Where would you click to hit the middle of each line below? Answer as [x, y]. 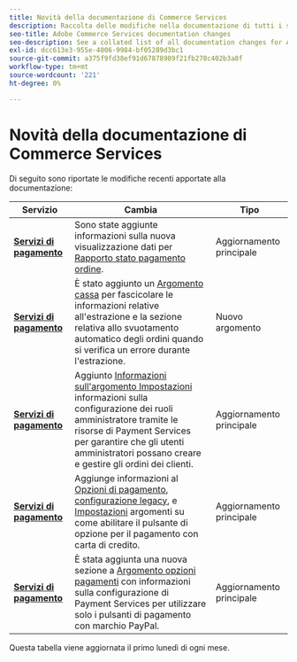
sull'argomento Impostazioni [133, 386]
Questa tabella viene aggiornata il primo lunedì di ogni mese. [119, 647]
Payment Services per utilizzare [141, 604]
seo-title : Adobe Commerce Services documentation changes [120, 34]
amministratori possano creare [138, 453]
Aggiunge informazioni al [126, 478]
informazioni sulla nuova [125, 236]
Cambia [141, 209]
